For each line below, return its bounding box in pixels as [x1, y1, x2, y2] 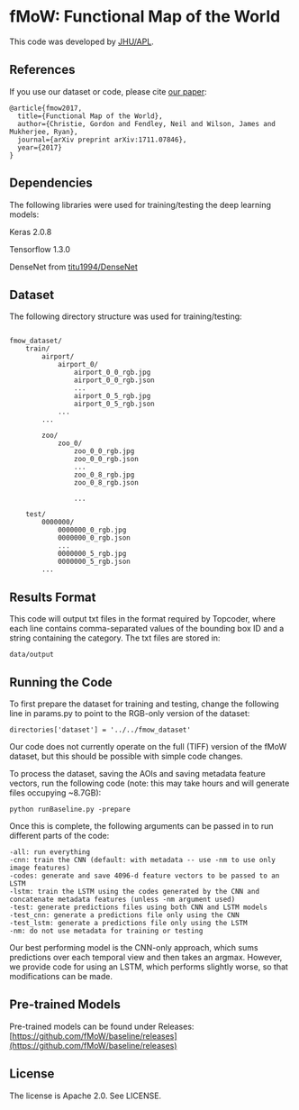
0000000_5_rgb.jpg [57, 550, 127, 559]
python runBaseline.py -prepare [9, 805, 131, 814]
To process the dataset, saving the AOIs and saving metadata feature [9, 769, 266, 778]
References [9, 62, 76, 77]
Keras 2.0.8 [9, 226, 52, 237]
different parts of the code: [9, 831, 110, 841]
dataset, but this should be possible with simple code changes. [9, 751, 243, 761]
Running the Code [9, 674, 113, 690]
